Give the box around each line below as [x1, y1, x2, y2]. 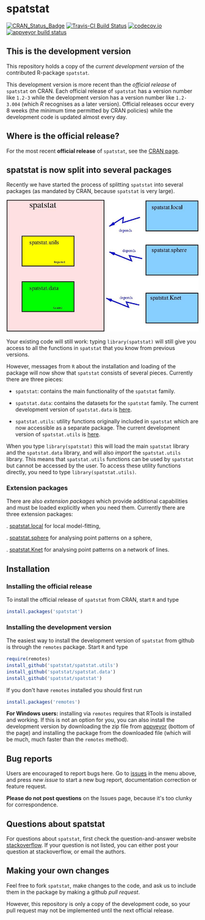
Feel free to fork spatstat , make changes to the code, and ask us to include [6, 882, 196, 889]
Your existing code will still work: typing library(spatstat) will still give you [6, 338, 196, 345]
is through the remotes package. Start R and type [6, 643, 128, 651]
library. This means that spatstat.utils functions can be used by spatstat [6, 455, 194, 462]
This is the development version [6, 46, 131, 57]
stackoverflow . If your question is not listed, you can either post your [6, 842, 179, 849]
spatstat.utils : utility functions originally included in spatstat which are [15, 417, 199, 425]
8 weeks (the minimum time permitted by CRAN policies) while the [6, 106, 173, 114]
